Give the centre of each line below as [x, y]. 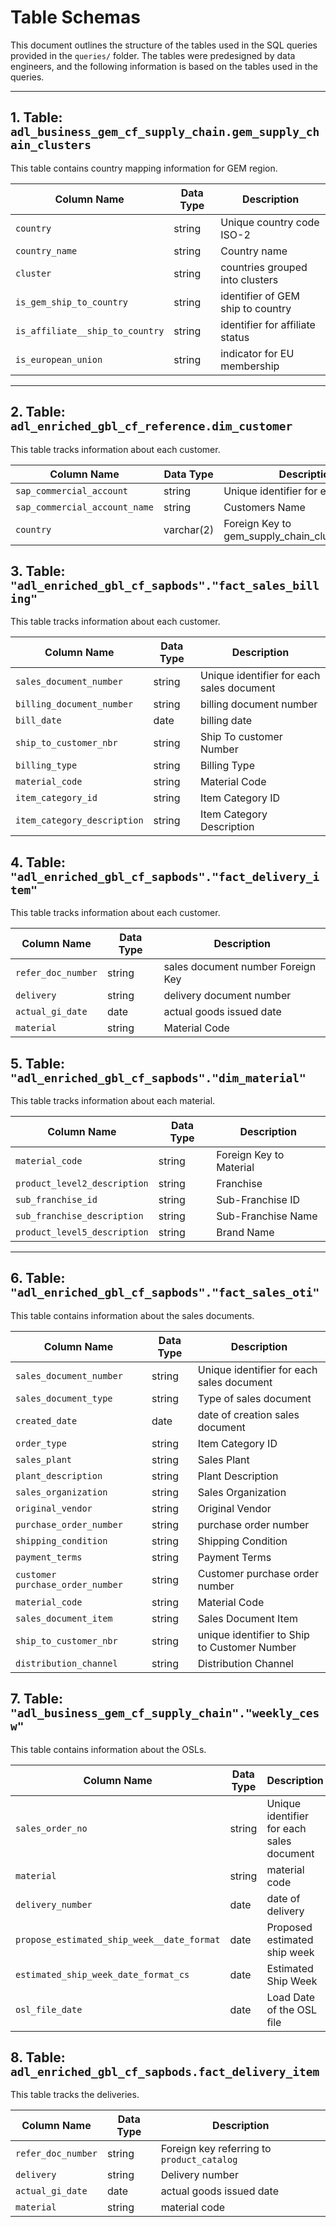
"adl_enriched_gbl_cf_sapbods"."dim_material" [158, 1078]
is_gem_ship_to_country [72, 302]
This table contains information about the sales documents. [132, 1315]
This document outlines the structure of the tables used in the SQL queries [164, 45]
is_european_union [59, 359]
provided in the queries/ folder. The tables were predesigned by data [153, 55]
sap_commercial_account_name [84, 507]
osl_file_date [49, 2009]
